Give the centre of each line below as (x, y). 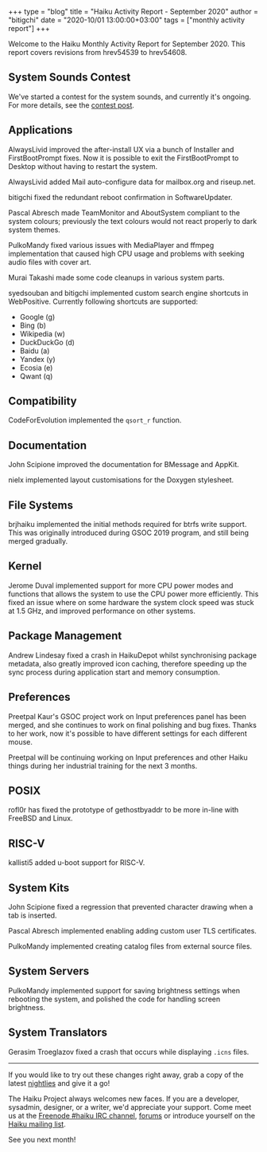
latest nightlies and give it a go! (59, 1083)
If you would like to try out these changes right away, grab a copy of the (126, 1075)
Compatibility (43, 401)
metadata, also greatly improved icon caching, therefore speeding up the (128, 663)
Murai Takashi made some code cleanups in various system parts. (116, 277)
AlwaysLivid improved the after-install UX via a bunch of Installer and (121, 149)
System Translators (58, 1033)
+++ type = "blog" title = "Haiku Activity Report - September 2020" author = (133, 12)
